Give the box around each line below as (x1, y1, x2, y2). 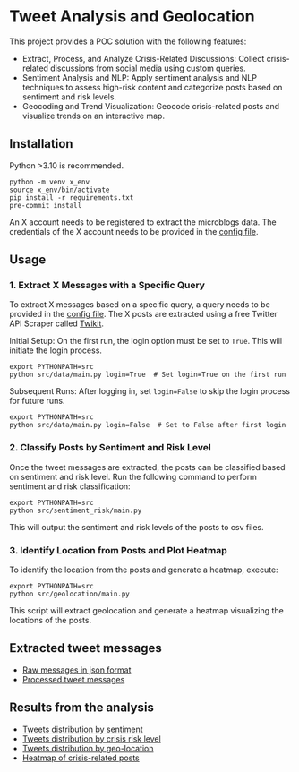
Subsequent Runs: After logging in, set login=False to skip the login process (9, 386, 291, 397)
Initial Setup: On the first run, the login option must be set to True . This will (9, 336, 283, 347)
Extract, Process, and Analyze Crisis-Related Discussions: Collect (21, 53, 265, 64)
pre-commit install (9, 201, 82, 210)
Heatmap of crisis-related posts (21, 752, 141, 763)
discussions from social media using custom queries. (50, 63, 246, 73)
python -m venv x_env (9, 177, 90, 186)
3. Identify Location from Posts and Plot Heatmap (9, 544, 227, 556)
